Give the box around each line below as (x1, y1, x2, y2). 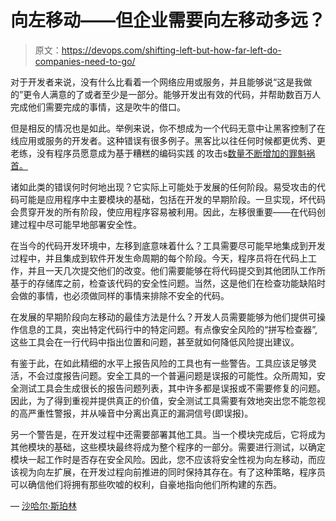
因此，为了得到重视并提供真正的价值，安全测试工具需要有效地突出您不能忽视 (10, 394, 326, 406)
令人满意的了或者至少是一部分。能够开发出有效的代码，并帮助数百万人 (31, 88, 322, 100)
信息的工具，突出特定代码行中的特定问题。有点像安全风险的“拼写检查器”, (18, 323, 318, 335)
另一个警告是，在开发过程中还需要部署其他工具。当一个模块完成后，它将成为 (10, 428, 326, 440)
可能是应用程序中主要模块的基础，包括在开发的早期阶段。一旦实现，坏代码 (18, 193, 326, 205)
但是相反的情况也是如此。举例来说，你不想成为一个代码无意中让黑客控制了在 (10, 122, 326, 134)
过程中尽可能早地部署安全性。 (18, 218, 142, 230)
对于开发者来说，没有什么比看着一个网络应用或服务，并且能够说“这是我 (10, 76, 304, 88)
